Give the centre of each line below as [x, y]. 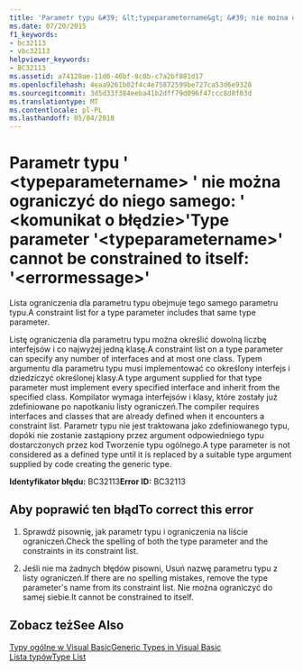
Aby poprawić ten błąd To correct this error [132, 510]
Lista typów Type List [48, 657]
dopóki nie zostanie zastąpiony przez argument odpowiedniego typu [137, 436]
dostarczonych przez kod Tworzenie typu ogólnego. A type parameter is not [150, 445]
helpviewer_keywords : [50, 60]
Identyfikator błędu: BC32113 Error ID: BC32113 [98, 482]
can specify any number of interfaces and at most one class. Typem [136, 359]
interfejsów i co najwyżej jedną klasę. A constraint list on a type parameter [147, 349]
